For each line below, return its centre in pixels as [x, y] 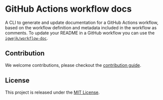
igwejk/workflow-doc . [27, 38]
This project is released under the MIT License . [52, 92]
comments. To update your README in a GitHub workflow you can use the [80, 33]
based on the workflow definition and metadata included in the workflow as [81, 27]
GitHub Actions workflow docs [68, 9]
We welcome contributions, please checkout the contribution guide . [73, 65]
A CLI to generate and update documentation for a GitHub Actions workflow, [82, 22]
